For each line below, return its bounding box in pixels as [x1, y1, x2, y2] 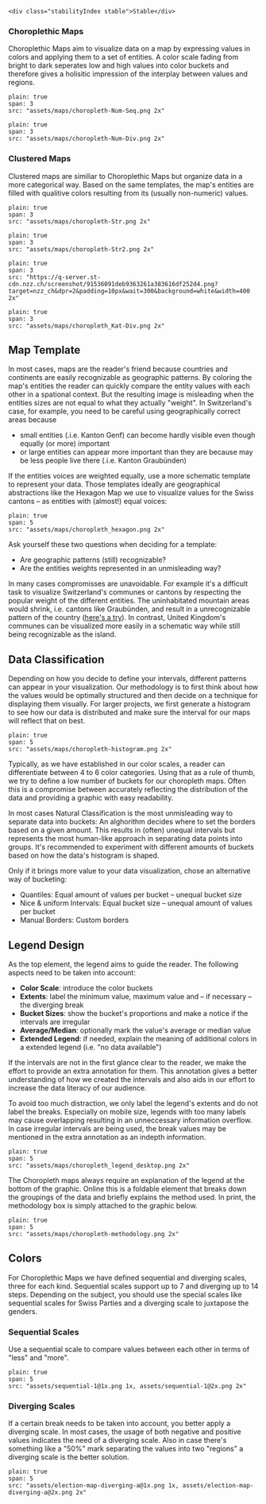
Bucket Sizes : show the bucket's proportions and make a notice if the [19, 1009, 249, 1018]
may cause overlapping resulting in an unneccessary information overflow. [8, 1115, 253, 1125]
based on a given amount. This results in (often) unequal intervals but [8, 825, 236, 835]
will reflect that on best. [8, 716, 86, 726]
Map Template [8, 343, 81, 357]
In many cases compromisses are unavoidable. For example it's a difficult [8, 579, 249, 588]
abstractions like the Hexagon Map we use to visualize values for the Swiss [8, 488, 254, 498]
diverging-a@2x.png [8, 1489, 73, 1497]
